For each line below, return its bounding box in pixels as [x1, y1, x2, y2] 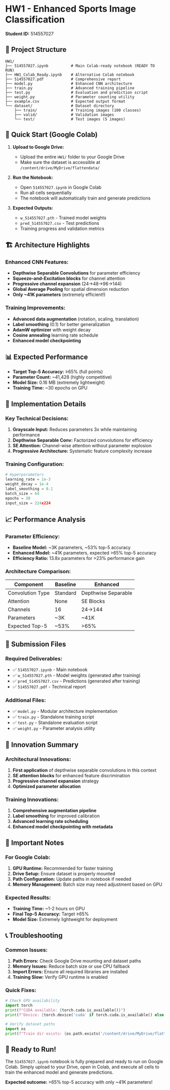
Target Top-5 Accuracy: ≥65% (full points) [12, 369, 103, 375]
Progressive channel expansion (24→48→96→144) [12, 281, 122, 287]
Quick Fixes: [5, 987, 36, 994]
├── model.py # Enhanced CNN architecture [5, 81, 133, 86]
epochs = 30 [5, 496, 30, 501]
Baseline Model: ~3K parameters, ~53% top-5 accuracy [12, 544, 131, 551]
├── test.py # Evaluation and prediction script [5, 90, 148, 95]
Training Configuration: [5, 460, 64, 468]
